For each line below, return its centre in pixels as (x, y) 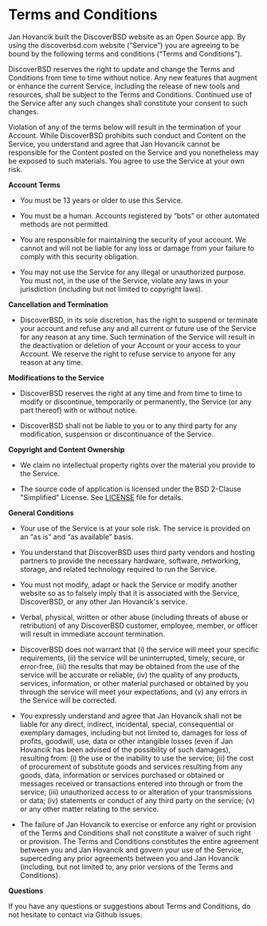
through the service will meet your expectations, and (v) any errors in (133, 692)
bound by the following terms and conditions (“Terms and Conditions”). (126, 53)
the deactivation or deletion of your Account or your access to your (130, 345)
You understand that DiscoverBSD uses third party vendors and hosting (137, 552)
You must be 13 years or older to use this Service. (101, 200)
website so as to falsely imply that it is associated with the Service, (130, 593)
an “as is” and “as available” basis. (77, 537)
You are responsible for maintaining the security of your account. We (133, 239)
